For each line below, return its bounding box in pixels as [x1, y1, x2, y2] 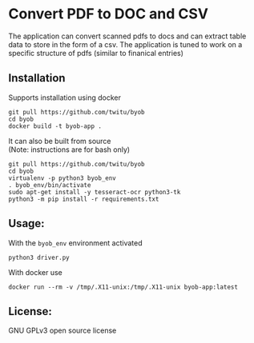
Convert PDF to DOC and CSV [8, 5, 208, 23]
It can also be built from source [8, 136, 111, 146]
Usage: [8, 217, 46, 230]
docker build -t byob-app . [8, 122, 103, 130]
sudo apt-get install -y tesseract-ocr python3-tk [8, 188, 181, 196]
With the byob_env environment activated [8, 237, 143, 248]
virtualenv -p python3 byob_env [8, 173, 116, 182]
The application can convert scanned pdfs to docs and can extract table [8, 31, 247, 41]
